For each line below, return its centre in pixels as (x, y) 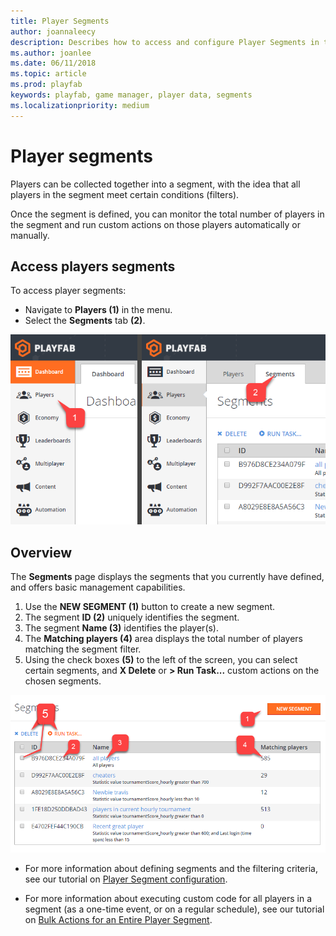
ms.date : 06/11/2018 (53, 63)
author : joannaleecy (53, 31)
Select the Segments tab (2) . (85, 321)
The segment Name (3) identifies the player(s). (122, 628)
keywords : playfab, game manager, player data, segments (131, 95)
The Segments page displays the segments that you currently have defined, (167, 577)
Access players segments (93, 266)
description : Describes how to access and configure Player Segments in (165, 42)
